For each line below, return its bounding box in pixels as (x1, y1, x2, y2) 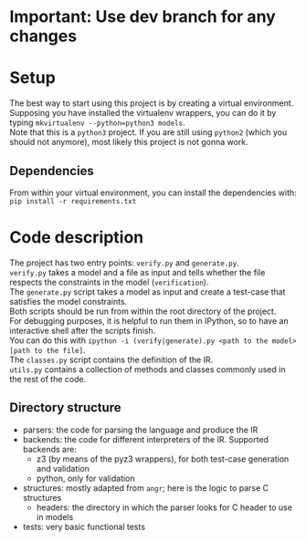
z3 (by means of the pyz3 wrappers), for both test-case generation (36, 453, 290, 464)
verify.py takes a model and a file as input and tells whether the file (9, 266, 266, 277)
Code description (9, 227, 144, 248)
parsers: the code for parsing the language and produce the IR (22, 424, 259, 435)
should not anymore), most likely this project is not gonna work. (9, 137, 248, 148)
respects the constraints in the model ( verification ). (9, 276, 209, 287)
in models (36, 511, 74, 522)
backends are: (22, 443, 78, 454)
